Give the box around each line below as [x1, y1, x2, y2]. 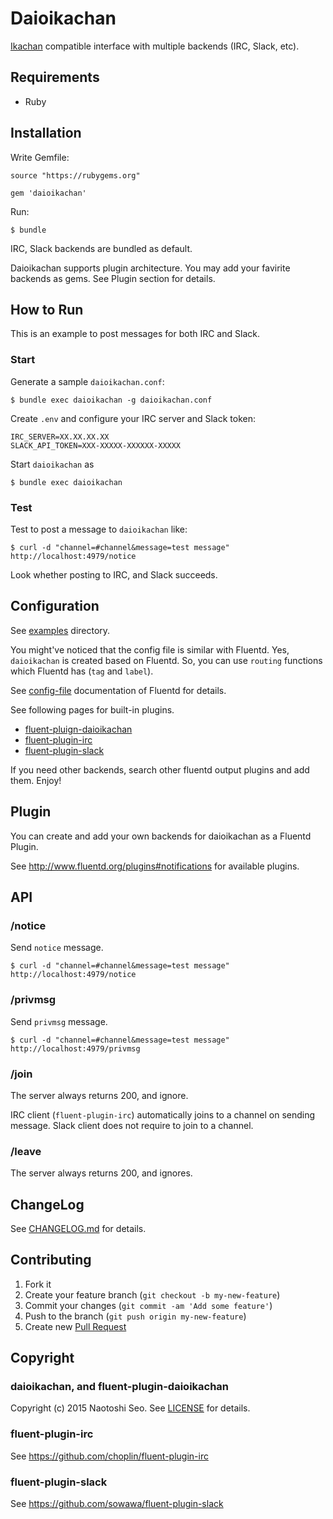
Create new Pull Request [24, 1320, 127, 1332]
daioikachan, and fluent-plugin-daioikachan [10, 1380, 230, 1394]
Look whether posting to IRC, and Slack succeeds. [10, 568, 218, 581]
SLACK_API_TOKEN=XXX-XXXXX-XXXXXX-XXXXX [10, 440, 182, 451]
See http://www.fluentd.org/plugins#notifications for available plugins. [10, 860, 300, 872]
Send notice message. [10, 942, 104, 954]
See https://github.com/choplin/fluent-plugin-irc [10, 1450, 209, 1462]
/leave [10, 1144, 42, 1158]
